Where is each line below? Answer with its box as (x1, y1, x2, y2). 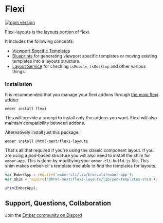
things (12, 68, 25, 74)
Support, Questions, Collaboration (5, 199, 111, 207)
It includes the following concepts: (5, 38, 74, 44)
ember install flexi (5, 106, 47, 111)
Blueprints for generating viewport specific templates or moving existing (12, 53, 157, 59)
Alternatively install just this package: (5, 130, 80, 135)
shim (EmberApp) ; (5, 186, 38, 190)
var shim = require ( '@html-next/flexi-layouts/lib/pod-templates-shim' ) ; (5, 177, 158, 182)
